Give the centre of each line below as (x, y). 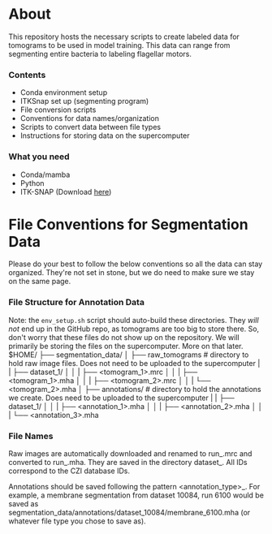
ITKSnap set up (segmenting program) (84, 101)
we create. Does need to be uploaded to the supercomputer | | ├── (121, 398)
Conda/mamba (45, 174)
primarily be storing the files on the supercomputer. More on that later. (126, 346)
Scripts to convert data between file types (90, 127)
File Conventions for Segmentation (129, 224)
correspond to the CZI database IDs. (69, 471)
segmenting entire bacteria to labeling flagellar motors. (100, 54)
